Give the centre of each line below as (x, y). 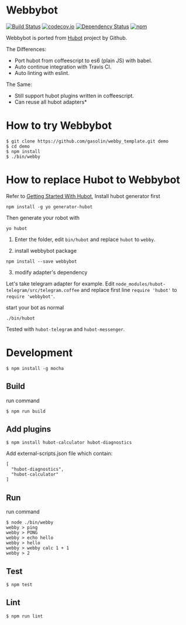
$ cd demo (18, 146)
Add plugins (29, 429)
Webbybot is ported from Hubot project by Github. (67, 38)
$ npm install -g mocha (35, 368)
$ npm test (19, 585)
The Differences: (26, 49)
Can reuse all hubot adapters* (51, 102)
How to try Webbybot (59, 126)
